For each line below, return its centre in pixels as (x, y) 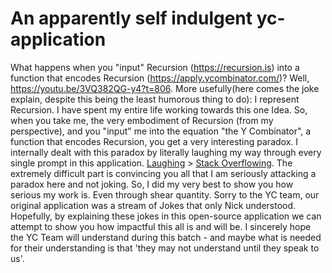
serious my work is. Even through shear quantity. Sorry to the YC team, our (165, 194)
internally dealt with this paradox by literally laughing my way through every (166, 152)
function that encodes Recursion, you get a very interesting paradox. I (154, 141)
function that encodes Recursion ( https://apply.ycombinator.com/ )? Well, (160, 78)
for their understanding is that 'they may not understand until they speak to (165, 248)
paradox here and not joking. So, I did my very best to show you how (152, 184)
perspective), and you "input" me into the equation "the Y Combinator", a (161, 131)
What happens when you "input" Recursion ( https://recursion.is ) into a (155, 67)
